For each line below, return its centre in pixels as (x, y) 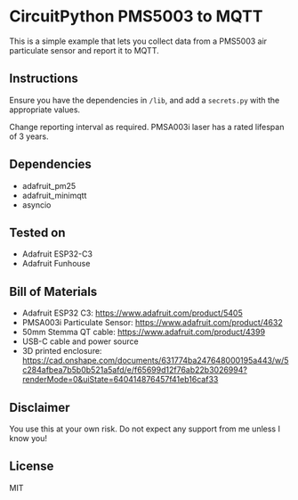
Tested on (37, 232)
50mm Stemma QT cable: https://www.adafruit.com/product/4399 (143, 332)
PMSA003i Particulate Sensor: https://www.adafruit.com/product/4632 (152, 323)
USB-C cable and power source (81, 341)
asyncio (36, 205)
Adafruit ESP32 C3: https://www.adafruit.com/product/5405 (132, 313)
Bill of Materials (53, 291)
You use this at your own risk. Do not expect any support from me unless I (145, 429)
